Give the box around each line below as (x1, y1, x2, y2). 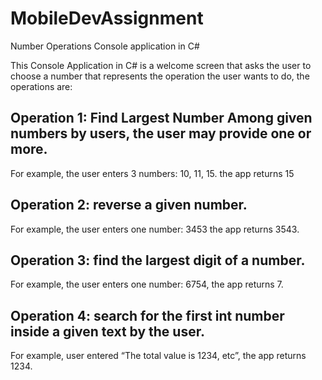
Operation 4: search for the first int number (10, 307, 285, 324)
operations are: (10, 80, 73, 92)
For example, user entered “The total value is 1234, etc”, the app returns (10, 350, 307, 362)
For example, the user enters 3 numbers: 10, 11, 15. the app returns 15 (10, 167, 295, 179)
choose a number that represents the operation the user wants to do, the (10, 70, 310, 82)
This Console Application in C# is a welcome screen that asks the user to (10, 59, 312, 71)
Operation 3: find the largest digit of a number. (10, 252, 306, 269)
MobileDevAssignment (10, 7, 204, 30)
